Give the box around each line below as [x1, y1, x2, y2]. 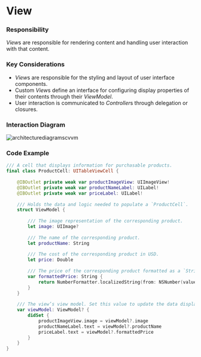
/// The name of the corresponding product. [28, 235, 141, 241]
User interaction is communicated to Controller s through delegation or [14, 99, 188, 106]
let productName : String [28, 240, 90, 246]
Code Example [6, 149, 50, 157]
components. [14, 80, 48, 87]
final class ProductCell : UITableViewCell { [6, 168, 119, 174]
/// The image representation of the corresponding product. [28, 218, 184, 224]
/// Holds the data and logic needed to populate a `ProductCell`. [17, 201, 188, 207]
